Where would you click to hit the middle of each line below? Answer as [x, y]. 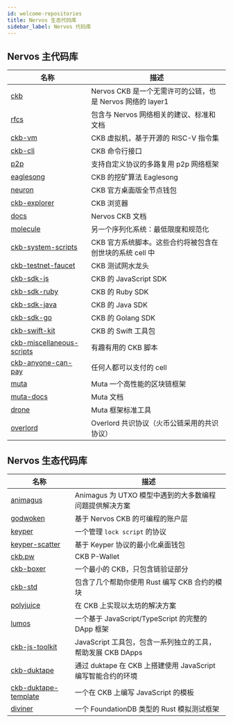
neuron [23, 190]
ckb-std [24, 587]
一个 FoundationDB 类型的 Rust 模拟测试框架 [147, 709]
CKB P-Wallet [97, 557]
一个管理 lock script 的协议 [121, 531]
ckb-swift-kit [33, 331]
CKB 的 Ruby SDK [120, 292]
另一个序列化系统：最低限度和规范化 [150, 229]
